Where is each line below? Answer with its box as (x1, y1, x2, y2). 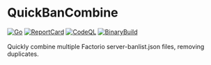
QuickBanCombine (7, 5, 118, 21)
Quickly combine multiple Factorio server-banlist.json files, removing (7, 42, 205, 50)
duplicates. (7, 50, 40, 58)
